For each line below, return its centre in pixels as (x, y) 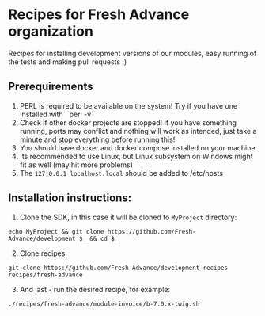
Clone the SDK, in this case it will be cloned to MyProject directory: (128, 217)
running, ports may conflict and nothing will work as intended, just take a (138, 131)
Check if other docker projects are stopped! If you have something (128, 122)
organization (51, 31)
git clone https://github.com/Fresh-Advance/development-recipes (118, 268)
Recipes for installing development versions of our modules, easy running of (132, 53)
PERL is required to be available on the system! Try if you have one (129, 105)
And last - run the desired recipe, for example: (95, 289)
